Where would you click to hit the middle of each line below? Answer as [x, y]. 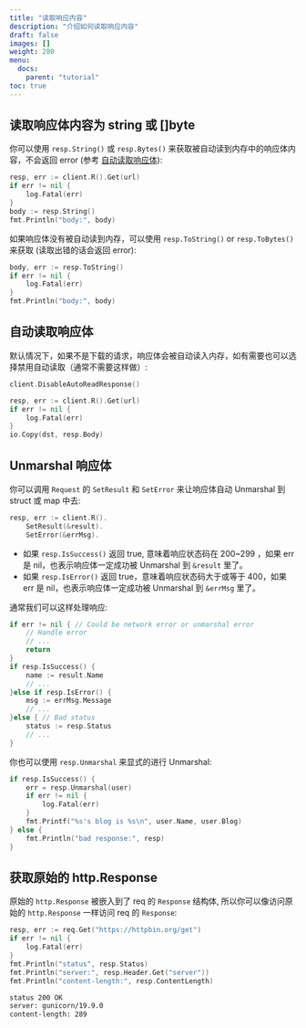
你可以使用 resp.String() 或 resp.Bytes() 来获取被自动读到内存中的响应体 [149, 149]
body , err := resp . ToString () [67, 267]
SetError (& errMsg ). [63, 535]
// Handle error [57, 633]
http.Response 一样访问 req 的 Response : [102, 913]
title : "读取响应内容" [48, 18]
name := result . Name [65, 675]
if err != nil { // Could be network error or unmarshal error [132, 624]
